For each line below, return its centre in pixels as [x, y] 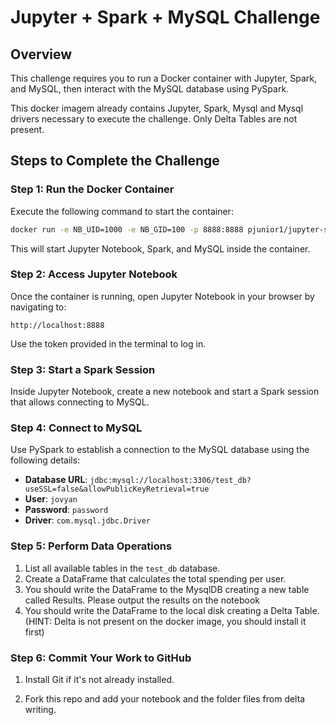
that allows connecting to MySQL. [80, 402]
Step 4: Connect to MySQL [76, 428]
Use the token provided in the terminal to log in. [108, 343]
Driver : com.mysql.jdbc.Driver [87, 520]
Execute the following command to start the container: [122, 211]
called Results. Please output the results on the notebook [142, 600]
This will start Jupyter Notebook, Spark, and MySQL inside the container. [160, 248]
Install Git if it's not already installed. [99, 680]
